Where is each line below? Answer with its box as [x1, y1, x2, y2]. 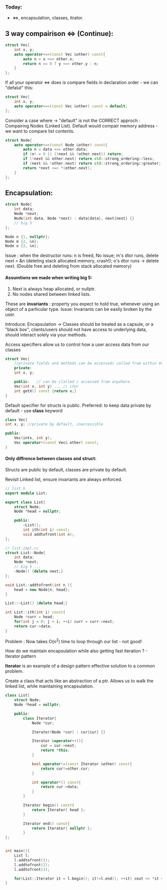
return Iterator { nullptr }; [31, 826, 92, 831]
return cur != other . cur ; [40, 766, 90, 771]
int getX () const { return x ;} [14, 388, 77, 393]
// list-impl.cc [5, 546, 39, 551]
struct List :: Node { [5, 550, 46, 555]
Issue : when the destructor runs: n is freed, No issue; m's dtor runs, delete [5, 252, 159, 258]
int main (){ [5, 849, 30, 854]
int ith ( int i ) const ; [23, 527, 70, 533]
